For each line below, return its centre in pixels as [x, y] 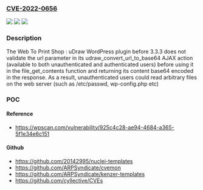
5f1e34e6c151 [32, 134]
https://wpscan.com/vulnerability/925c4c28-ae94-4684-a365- [95, 127]
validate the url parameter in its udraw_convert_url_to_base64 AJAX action [100, 58]
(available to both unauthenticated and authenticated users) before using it [100, 64]
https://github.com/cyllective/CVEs [59, 180]
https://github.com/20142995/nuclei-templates [74, 161]
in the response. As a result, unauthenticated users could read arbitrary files [102, 77]
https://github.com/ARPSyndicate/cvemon [68, 168]
